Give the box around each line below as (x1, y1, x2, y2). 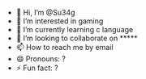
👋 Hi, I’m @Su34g (15, 8, 75, 17)
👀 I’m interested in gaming (15, 16, 104, 26)
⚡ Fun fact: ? (15, 63, 58, 73)
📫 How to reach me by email (15, 43, 114, 52)
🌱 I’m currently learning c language (15, 25, 134, 34)
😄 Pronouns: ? (15, 54, 67, 64)
